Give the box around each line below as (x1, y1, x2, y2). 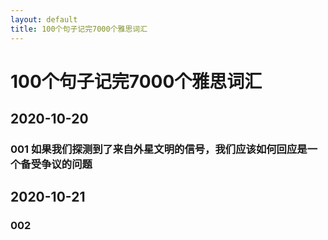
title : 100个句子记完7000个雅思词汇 (10, 24, 148, 34)
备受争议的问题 (20, 157, 93, 171)
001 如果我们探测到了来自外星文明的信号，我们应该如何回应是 (10, 142, 308, 156)
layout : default (10, 14, 78, 25)
